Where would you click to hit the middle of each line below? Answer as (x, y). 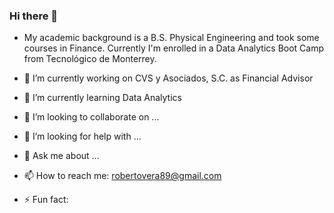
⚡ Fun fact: (46, 200)
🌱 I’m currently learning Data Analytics (102, 98)
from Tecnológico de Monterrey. (90, 59)
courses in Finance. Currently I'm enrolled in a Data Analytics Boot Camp (174, 48)
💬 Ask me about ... (61, 156)
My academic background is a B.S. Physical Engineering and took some (171, 38)
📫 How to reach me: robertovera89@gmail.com (122, 176)
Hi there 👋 (34, 16)
